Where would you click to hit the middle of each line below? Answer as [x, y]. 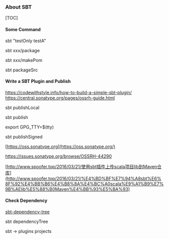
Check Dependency [26, 201]
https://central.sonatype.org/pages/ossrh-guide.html [60, 98]
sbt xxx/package [23, 50]
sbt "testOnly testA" [26, 41]
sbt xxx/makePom [24, 60]
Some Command [23, 29]
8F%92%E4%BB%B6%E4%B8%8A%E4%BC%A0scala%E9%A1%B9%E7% [84, 184]
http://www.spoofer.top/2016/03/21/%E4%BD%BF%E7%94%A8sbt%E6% [84, 178]
